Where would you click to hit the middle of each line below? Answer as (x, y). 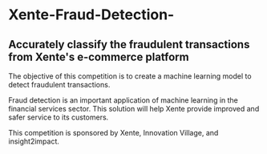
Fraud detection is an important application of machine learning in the (123, 100)
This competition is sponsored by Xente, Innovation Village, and (113, 133)
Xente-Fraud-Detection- (91, 15)
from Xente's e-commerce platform (99, 57)
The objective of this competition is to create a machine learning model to (130, 76)
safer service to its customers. (59, 117)
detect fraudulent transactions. (59, 85)
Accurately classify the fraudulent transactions (129, 45)
